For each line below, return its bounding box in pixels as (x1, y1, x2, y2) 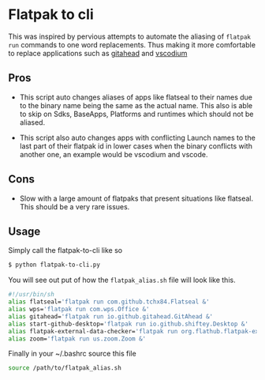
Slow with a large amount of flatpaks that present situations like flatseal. (19, 194, 254, 203)
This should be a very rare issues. (19, 201, 130, 211)
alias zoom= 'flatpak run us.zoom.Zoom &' (8, 334, 147, 343)
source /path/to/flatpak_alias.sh (8, 364, 122, 372)
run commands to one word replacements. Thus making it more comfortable (8, 40, 256, 49)
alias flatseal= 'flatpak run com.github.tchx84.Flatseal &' (8, 298, 211, 306)
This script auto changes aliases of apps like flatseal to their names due (19, 92, 253, 102)
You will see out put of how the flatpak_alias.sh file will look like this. (8, 275, 236, 285)
